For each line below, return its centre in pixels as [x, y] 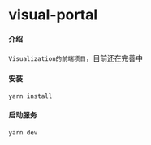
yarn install [30, 96]
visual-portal [53, 15]
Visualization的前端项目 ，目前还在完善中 [76, 58]
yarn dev [23, 132]
